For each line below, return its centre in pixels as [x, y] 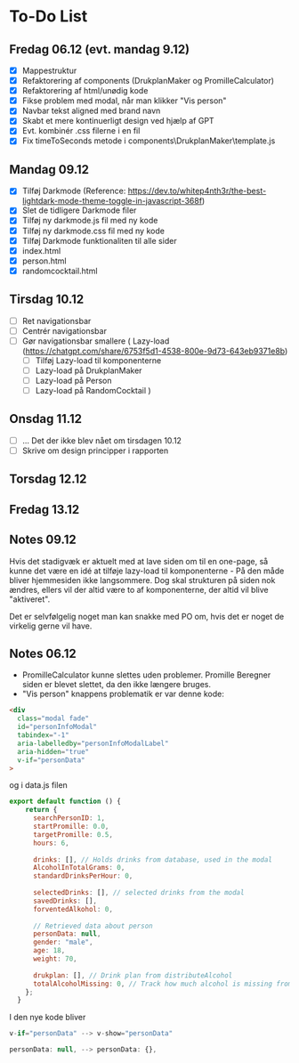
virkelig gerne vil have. [51, 626]
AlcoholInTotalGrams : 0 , [79, 868]
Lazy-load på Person [73, 380]
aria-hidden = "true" [53, 751]
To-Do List [48, 16]
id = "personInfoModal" [57, 727]
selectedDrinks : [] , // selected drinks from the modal [138, 893]
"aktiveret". [30, 599]
